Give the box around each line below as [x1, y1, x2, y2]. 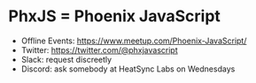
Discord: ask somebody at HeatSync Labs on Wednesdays [20, 64, 236, 74]
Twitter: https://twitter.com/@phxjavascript [20, 44, 178, 55]
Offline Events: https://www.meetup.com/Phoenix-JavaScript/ [20, 35, 247, 46]
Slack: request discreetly [20, 54, 112, 64]
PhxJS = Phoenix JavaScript [8, 6, 221, 26]
